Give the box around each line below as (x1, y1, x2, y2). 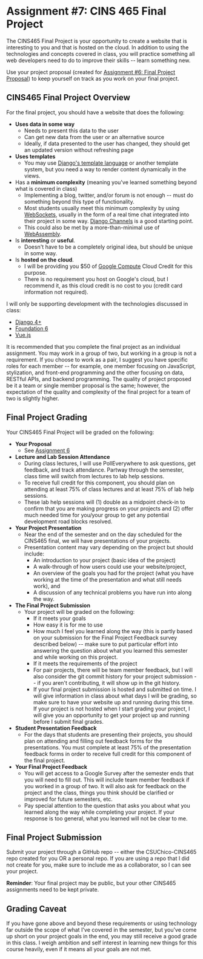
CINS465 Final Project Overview (6, 92, 130, 103)
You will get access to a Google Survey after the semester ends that (24, 769, 194, 777)
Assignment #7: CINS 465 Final (6, 4, 167, 18)
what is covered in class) (15, 185, 78, 192)
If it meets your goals (33, 614, 86, 622)
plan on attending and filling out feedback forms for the (24, 737, 162, 744)
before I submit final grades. (33, 718, 104, 725)
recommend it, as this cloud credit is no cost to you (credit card (24, 281, 183, 289)
